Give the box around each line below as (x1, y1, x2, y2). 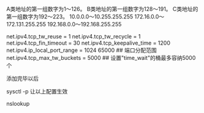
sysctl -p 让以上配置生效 (6, 88, 68, 95)
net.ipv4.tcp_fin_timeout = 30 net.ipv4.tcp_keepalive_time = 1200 (6, 39, 170, 46)
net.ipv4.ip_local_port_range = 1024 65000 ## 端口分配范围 (6, 46, 157, 54)
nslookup (6, 100, 30, 107)
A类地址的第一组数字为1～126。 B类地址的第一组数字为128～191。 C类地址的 (6, 5, 198, 12)
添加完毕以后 (6, 75, 39, 82)
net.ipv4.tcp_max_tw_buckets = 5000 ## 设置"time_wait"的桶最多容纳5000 (6, 54, 196, 61)
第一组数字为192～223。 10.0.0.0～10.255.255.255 (6, 13, 134, 20)
